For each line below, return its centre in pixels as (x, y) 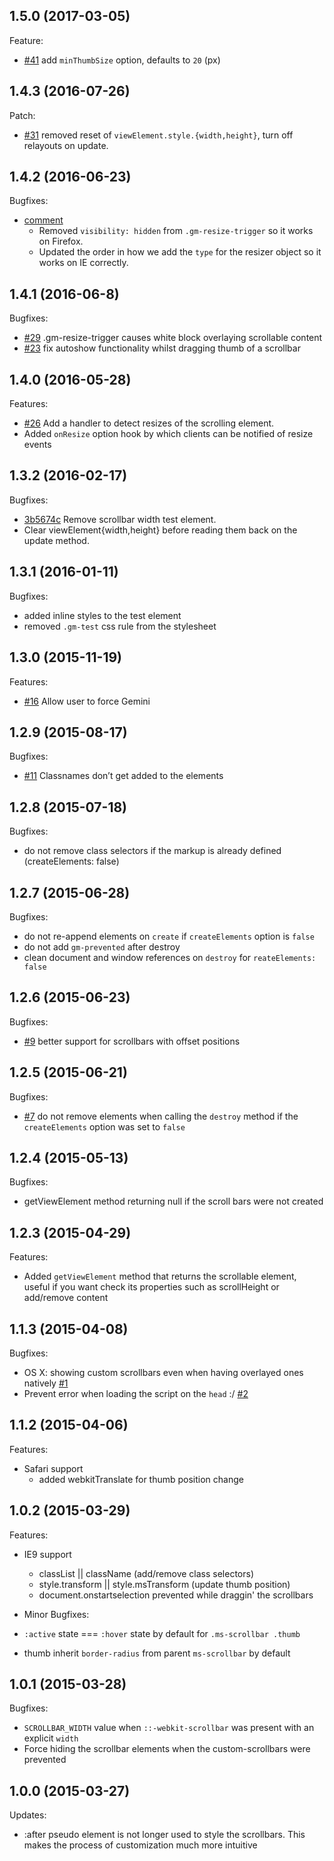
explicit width (51, 1738)
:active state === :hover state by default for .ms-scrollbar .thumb (162, 1633)
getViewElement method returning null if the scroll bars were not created (173, 1201)
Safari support (53, 1468)
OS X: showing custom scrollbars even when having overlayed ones (163, 1372)
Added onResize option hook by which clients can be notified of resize (168, 434)
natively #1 (46, 1383)
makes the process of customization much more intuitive (140, 1845)
